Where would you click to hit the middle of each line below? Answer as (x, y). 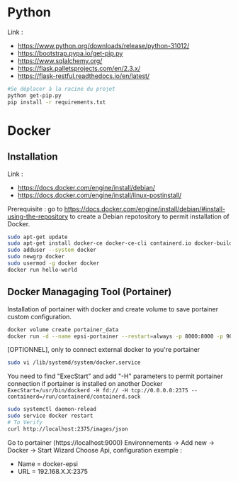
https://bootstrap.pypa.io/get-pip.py (70, 53)
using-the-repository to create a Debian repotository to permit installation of (118, 216)
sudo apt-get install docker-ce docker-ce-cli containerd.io (100, 243)
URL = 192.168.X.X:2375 (53, 471)
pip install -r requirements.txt (57, 102)
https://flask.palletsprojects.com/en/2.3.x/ (79, 68)
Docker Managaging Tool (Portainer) (90, 292)
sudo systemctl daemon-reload (52, 409)
